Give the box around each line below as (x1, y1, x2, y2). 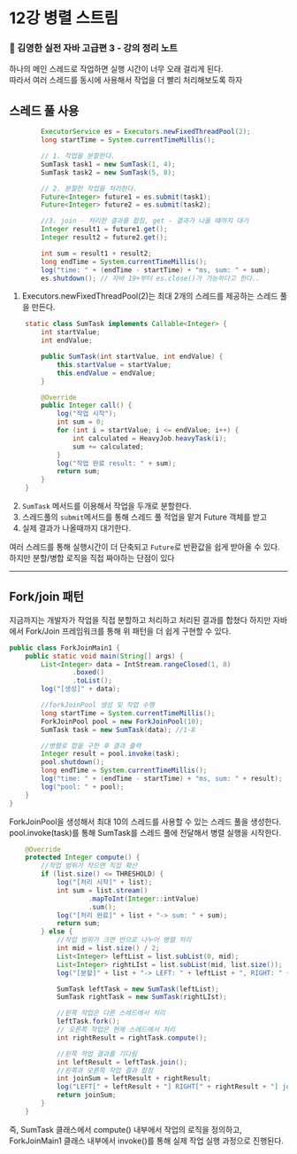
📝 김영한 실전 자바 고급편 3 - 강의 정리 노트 (9, 42, 179, 54)
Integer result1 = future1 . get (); (41, 225, 168, 234)
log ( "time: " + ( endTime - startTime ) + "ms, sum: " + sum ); (41, 265, 271, 275)
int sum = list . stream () (56, 885, 148, 895)
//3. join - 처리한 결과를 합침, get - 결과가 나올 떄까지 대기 (41, 216, 249, 226)
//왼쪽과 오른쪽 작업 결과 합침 (56, 1065, 154, 1075)
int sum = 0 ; (56, 417, 104, 426)
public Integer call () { (41, 401, 133, 410)
